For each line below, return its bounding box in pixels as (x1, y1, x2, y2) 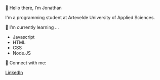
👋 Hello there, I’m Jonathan (5, 5, 62, 11)
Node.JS (12, 50, 31, 56)
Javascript (12, 34, 35, 40)
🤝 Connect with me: (5, 60, 47, 65)
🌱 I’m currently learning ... (5, 24, 59, 30)
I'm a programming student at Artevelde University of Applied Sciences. (5, 15, 155, 20)
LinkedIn (5, 69, 23, 75)
